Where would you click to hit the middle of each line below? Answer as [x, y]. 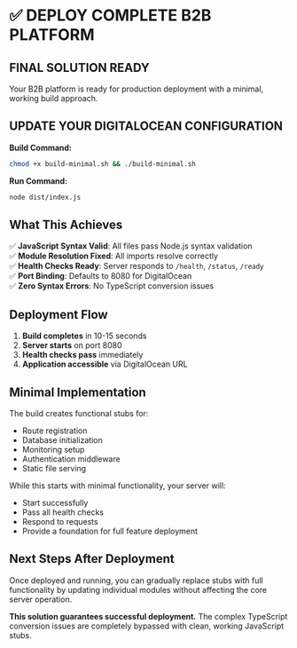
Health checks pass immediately [82, 355]
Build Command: [41, 147]
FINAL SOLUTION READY [79, 67]
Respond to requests [60, 522]
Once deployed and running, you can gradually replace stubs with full [136, 580]
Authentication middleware [71, 459]
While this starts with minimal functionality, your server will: [117, 486]
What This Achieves [66, 224]
